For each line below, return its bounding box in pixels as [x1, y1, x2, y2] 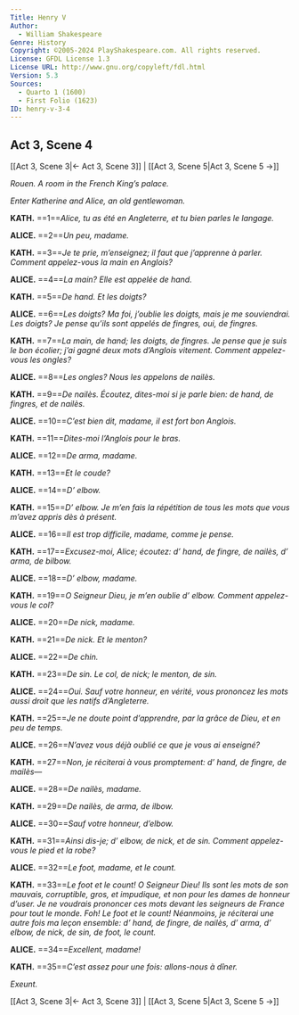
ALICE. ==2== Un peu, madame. [10, 230, 130, 241]
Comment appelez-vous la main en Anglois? [10, 257, 173, 268]
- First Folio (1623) [18, 95, 99, 105]
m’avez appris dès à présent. [10, 512, 117, 523]
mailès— [10, 766, 43, 777]
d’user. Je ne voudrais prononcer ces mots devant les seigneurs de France [10, 898, 286, 910]
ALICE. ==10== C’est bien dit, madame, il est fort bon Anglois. [10, 416, 237, 426]
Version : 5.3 [10, 71, 59, 80]
